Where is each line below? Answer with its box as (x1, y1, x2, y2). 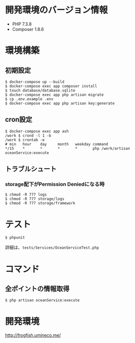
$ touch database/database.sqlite (5, 88, 76, 93)
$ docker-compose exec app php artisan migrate (5, 92, 104, 97)
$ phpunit (5, 235, 25, 240)
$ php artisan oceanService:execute (5, 298, 80, 303)
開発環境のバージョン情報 (5, 4, 108, 16)
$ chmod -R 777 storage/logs (5, 197, 65, 201)
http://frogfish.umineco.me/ (5, 332, 61, 338)
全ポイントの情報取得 (5, 285, 69, 293)
